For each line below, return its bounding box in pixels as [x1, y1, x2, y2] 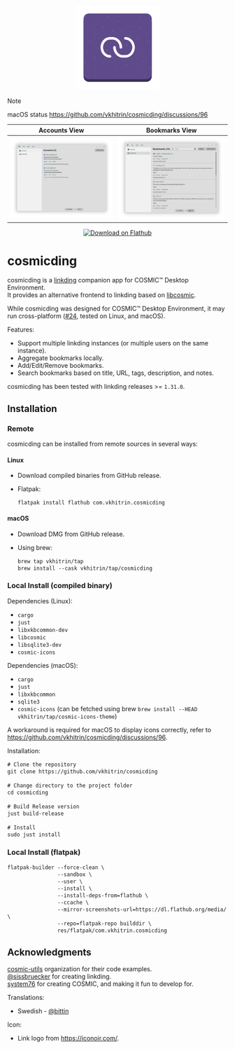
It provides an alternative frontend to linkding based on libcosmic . [7, 291, 197, 299]
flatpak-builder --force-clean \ [7, 864, 105, 871]
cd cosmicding [7, 789, 49, 796]
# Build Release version [7, 803, 80, 810]
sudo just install [7, 831, 61, 838]
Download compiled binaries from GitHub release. [17, 472, 162, 480]
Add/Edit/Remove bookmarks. [17, 362, 104, 370]
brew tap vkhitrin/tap [17, 558, 84, 565]
